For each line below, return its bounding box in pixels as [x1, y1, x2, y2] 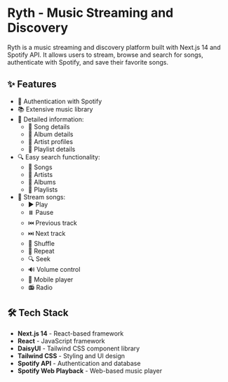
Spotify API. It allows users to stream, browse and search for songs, [7, 51, 203, 59]
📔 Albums [27, 178, 56, 186]
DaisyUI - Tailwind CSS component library [17, 344, 140, 353]
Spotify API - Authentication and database [17, 359, 141, 367]
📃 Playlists [27, 185, 58, 194]
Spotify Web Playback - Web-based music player [17, 367, 163, 375]
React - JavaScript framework [17, 336, 105, 345]
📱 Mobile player [27, 275, 74, 284]
